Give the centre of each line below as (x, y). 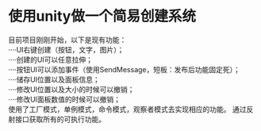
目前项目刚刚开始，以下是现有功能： (67, 40)
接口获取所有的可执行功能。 (60, 119)
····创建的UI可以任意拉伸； (51, 60)
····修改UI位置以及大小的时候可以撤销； (71, 89)
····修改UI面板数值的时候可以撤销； (65, 99)
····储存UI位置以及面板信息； (54, 79)
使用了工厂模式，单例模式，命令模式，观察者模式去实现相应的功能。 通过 (127, 109)
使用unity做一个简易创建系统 (102, 16)
